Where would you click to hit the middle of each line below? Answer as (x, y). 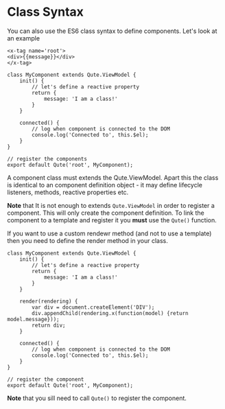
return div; (49, 325)
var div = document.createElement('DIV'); (93, 307)
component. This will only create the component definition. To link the (106, 213)
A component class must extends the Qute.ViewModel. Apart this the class (113, 177)
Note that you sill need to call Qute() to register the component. (97, 398)
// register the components (47, 159)
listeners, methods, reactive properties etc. (68, 192)
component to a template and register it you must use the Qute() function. (112, 220)
